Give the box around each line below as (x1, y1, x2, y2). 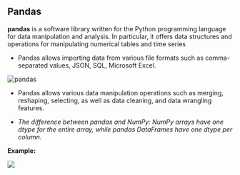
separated (17, 60, 49, 70)
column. (17, 132, 42, 141)
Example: (7, 146, 36, 155)
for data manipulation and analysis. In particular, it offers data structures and (7, 32, 232, 41)
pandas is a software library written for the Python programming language (7, 24, 226, 33)
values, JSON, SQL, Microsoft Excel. (49, 60, 156, 70)
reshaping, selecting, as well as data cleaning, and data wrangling (17, 96, 212, 105)
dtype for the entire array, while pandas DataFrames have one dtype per (17, 124, 233, 134)
